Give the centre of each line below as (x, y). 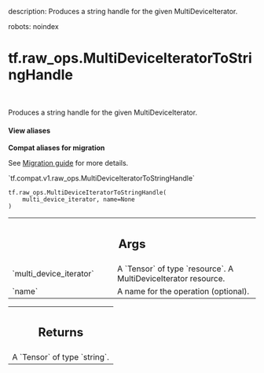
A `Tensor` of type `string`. (61, 357)
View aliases (29, 130)
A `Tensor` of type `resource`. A (176, 269)
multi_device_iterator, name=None (79, 199)
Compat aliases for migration (57, 148)
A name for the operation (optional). (183, 291)
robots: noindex (33, 26)
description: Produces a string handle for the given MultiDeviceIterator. (123, 11)
